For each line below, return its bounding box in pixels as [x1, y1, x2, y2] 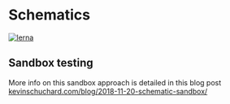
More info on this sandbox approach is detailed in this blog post [8, 77, 222, 87]
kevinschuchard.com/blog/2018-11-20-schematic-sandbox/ [8, 86, 208, 96]
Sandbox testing [8, 56, 93, 70]
